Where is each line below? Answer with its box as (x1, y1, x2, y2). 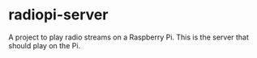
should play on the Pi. (8, 40, 81, 50)
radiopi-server (8, 6, 109, 24)
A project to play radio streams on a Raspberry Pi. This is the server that (8, 32, 250, 42)
